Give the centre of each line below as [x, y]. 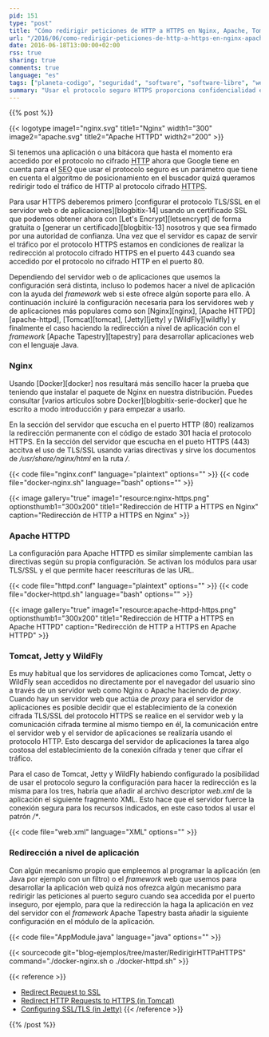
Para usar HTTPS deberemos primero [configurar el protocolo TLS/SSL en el [135, 202]
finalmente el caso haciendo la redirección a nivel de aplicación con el [125, 328]
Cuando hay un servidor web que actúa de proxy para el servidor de [121, 699]
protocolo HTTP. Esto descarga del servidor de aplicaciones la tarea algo [129, 742]
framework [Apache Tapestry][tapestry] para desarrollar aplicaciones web [132, 336]
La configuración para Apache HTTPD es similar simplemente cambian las [131, 553]
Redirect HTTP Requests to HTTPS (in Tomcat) [97, 1000]
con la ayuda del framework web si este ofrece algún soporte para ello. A [130, 294]
